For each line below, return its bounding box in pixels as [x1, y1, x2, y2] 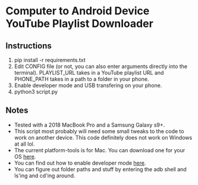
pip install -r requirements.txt [14, 57, 86, 63]
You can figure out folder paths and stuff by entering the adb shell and [14, 165, 187, 172]
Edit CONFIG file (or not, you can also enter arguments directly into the [14, 63, 188, 70]
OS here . [14, 153, 36, 160]
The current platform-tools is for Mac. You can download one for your [14, 146, 186, 153]
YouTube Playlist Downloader [5, 17, 154, 30]
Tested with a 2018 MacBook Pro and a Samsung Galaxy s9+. [14, 121, 165, 128]
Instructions [5, 41, 52, 51]
